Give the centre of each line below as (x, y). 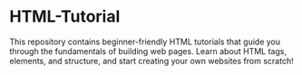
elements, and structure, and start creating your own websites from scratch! (151, 61)
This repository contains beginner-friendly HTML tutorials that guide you (145, 42)
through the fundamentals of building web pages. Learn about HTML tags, (148, 51)
